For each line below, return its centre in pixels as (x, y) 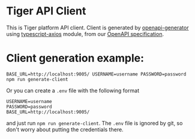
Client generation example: (75, 58)
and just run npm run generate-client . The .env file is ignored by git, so (94, 123)
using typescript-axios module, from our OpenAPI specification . (85, 34)
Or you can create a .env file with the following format (73, 90)
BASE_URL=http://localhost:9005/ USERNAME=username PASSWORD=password (96, 74)
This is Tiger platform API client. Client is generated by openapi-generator (97, 28)
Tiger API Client (46, 11)
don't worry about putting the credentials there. (65, 129)
